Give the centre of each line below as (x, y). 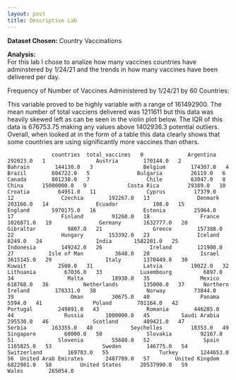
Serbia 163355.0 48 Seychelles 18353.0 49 (118, 328)
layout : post (26, 14)
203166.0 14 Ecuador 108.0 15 (96, 204)
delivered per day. (34, 77)
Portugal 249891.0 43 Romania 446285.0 (113, 309)
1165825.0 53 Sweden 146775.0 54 (98, 346)
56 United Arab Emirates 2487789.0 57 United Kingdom (113, 358)
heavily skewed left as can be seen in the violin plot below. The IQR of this (115, 119)
